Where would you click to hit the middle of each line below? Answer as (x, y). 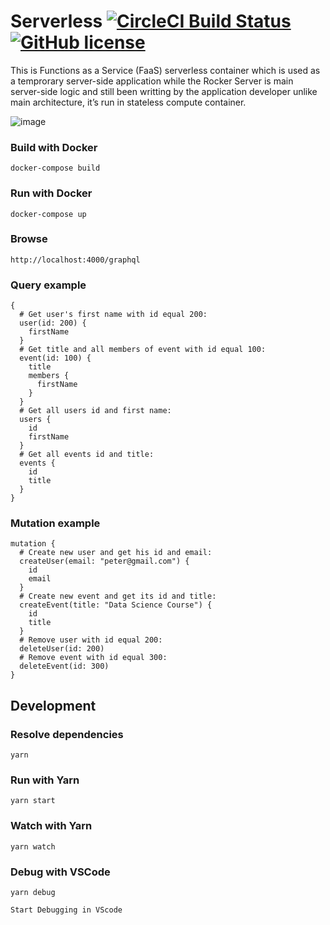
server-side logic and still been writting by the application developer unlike (164, 91)
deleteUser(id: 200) (62, 649)
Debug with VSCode (60, 872)
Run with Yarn (45, 780)
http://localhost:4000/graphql (75, 260)
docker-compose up (48, 214)
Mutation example (55, 523)
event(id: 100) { (55, 358)
